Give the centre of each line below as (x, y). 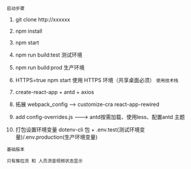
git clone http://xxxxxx (43, 19)
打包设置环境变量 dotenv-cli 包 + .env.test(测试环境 (77, 129)
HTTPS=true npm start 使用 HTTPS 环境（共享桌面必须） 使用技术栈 (97, 80)
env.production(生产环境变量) (62, 137)
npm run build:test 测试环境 (49, 55)
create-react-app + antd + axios (55, 92)
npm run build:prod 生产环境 (50, 68)
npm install (29, 31)
